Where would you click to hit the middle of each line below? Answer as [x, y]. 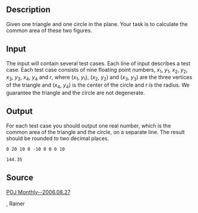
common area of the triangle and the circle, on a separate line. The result [95, 132]
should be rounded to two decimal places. [58, 138]
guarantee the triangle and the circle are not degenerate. [76, 93]
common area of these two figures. [49, 30]
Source [20, 178]
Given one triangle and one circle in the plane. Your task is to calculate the [97, 24]
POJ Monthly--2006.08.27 [38, 192]
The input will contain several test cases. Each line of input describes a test [98, 63]
